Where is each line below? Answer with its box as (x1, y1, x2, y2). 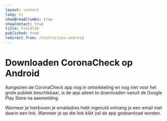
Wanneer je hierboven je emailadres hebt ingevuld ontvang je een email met (5, 104, 162, 110)
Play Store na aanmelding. (5, 95, 59, 101)
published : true (5, 31, 39, 36)
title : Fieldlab (5, 26, 39, 31)
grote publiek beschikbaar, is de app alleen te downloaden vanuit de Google (5, 89, 162, 95)
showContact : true (5, 21, 44, 27)
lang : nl (5, 12, 24, 17)
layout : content (5, 7, 39, 13)
